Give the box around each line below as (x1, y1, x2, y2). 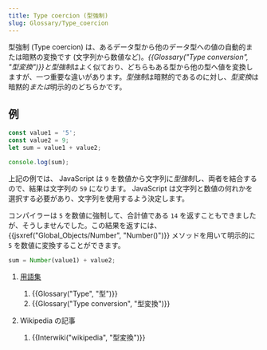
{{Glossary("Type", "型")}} (31, 289, 118, 298)
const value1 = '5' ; (8, 129, 77, 137)
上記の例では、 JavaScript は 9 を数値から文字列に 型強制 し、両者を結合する (8, 173, 257, 183)
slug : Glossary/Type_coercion (8, 19, 109, 27)
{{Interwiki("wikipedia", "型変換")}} (31, 332, 146, 342)
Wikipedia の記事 (19, 316, 76, 325)
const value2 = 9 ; (8, 136, 69, 144)
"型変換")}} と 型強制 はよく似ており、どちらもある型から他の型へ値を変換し (8, 61, 253, 72)
